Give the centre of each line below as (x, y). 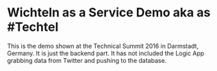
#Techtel (33, 27)
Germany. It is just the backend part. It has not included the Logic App (106, 53)
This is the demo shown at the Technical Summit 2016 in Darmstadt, (103, 46)
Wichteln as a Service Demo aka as (109, 13)
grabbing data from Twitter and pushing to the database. (87, 60)
